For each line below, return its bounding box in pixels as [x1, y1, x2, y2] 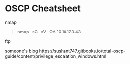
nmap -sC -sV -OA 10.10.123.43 [17, 29, 81, 34]
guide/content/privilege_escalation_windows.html [5, 53, 107, 59]
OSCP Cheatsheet [5, 3, 81, 14]
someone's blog [5, 48, 38, 54]
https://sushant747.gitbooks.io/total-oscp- [39, 48, 126, 54]
